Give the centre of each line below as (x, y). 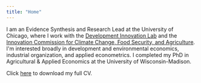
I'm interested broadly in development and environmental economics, (93, 48)
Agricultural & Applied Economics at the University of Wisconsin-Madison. (99, 61)
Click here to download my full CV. (49, 73)
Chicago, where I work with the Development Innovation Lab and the (92, 35)
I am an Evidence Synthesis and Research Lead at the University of (90, 29)
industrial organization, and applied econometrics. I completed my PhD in (98, 55)
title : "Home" (24, 12)
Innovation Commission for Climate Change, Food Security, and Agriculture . (101, 42)
